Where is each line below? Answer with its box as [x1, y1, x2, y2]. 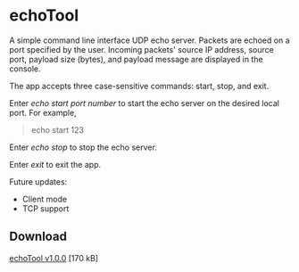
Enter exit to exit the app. [9, 159, 101, 169]
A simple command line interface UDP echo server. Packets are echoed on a [9, 35, 290, 45]
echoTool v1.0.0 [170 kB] [9, 252, 99, 263]
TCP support [21, 202, 70, 214]
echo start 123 [30, 124, 85, 135]
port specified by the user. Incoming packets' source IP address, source [9, 44, 274, 54]
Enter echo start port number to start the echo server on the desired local [9, 97, 279, 108]
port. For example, [9, 107, 78, 118]
